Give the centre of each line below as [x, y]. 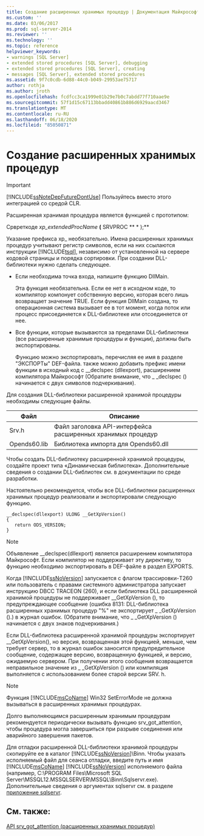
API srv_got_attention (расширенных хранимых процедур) [81, 826]
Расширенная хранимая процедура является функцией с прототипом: [98, 215]
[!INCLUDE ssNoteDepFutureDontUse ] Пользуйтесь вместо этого [89, 197]
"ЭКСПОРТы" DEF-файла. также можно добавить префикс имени [100, 364]
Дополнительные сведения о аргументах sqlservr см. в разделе [90, 786]
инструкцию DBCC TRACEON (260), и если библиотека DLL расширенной [102, 591]
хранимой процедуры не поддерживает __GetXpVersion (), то [86, 598]
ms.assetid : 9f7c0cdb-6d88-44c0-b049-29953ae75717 [72, 80]
